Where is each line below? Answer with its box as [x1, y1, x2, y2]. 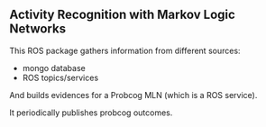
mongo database [22, 62, 86, 73]
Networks [9, 22, 66, 37]
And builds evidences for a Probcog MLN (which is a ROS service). [9, 89, 258, 100]
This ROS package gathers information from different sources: [9, 45, 241, 56]
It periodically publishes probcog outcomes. [9, 107, 173, 118]
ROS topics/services [22, 72, 99, 83]
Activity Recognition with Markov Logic [9, 7, 236, 23]
